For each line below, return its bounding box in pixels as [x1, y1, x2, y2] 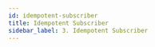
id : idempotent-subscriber [8, 11, 98, 20]
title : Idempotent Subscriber [8, 19, 109, 27]
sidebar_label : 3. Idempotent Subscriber [8, 26, 149, 34]
